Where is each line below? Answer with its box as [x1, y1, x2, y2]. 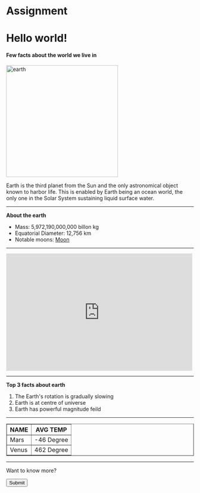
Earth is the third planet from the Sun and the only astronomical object [6, 182, 179, 189]
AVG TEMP [35, 425, 67, 433]
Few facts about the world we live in [6, 51, 97, 58]
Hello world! [6, 32, 67, 45]
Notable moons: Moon [14, 235, 70, 243]
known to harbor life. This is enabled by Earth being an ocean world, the [6, 188, 183, 195]
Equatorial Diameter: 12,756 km [14, 230, 92, 237]
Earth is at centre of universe [14, 399, 86, 406]
